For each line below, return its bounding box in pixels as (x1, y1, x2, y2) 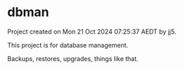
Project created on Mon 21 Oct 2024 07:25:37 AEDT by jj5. (7, 27, 177, 36)
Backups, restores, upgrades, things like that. (7, 54, 139, 63)
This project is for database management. (7, 41, 129, 49)
